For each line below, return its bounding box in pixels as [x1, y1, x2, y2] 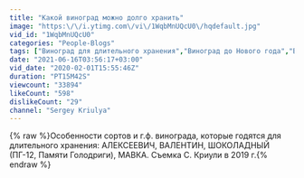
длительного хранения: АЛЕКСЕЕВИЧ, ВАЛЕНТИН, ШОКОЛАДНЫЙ [9, 140, 270, 151]
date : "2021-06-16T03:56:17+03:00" [9, 55, 144, 64]
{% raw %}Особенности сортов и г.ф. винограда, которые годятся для [9, 130, 282, 141]
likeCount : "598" [9, 89, 75, 98]
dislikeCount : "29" [9, 97, 83, 107]
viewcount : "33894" [9, 80, 83, 89]
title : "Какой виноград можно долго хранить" [9, 13, 184, 23]
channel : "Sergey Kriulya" [9, 106, 111, 115]
